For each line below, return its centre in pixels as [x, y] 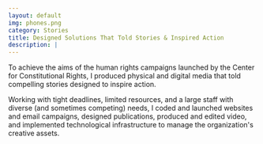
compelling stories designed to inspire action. [82, 85]
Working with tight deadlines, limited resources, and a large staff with [121, 100]
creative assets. [34, 133]
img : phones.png [35, 23]
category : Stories [38, 30]
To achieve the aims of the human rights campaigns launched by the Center [131, 67]
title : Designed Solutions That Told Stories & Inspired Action [116, 38]
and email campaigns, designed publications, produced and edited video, [128, 116]
